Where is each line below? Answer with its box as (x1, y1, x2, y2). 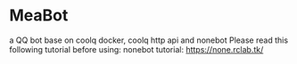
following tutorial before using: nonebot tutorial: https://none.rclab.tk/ (9, 44, 264, 54)
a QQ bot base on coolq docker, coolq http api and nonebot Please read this (9, 35, 288, 45)
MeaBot (9, 5, 69, 26)
